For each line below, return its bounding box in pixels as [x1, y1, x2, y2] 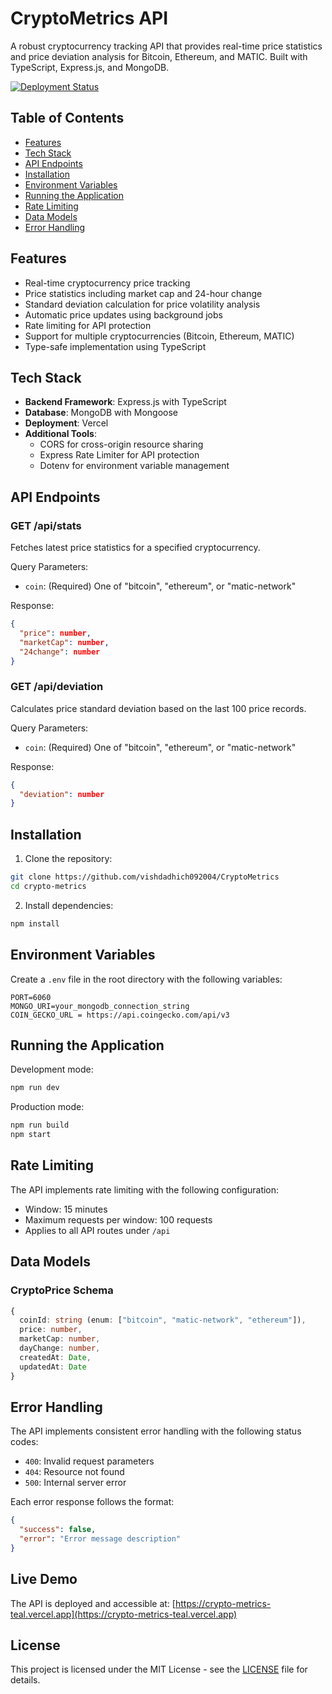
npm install [10, 918, 60, 929]
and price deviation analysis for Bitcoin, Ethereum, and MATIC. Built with [10, 50, 308, 62]
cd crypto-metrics [10, 882, 87, 892]
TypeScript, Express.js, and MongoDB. [10, 61, 170, 73]
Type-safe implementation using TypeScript [24, 340, 207, 352]
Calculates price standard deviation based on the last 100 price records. [10, 702, 307, 714]
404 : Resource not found [24, 1466, 125, 1478]
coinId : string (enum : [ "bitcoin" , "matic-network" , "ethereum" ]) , [19, 1315, 307, 1326]
